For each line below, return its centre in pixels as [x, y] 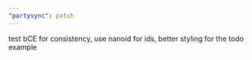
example [23, 47]
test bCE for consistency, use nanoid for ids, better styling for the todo [126, 38]
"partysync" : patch [41, 16]
